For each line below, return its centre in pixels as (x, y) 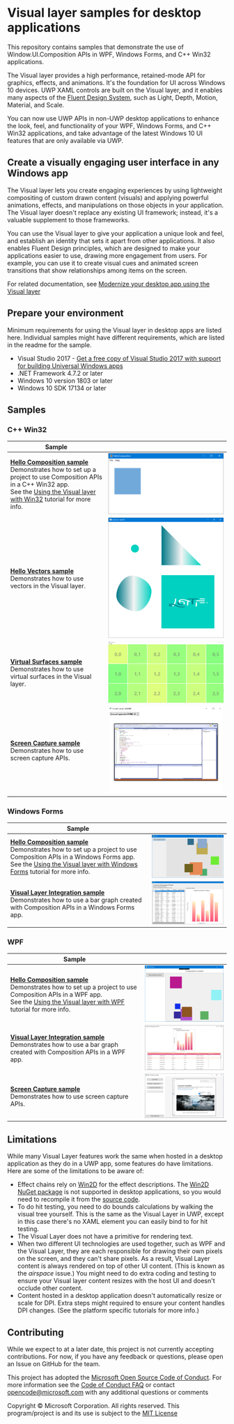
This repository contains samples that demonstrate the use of (96, 47)
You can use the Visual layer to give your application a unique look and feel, (116, 233)
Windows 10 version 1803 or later (65, 381)
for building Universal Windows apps (70, 366)
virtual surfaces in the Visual (51, 677)
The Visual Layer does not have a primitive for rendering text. (105, 1237)
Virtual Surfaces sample (46, 662)
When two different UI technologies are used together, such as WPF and (121, 1244)
